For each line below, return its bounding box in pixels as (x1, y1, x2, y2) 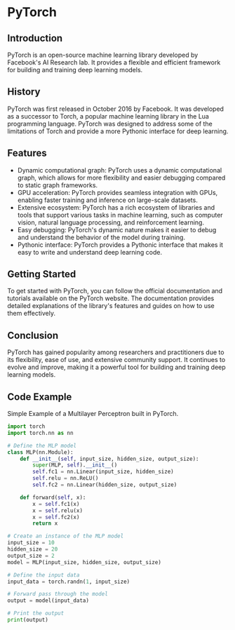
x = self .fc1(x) (32, 500, 80, 507)
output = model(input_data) (7, 597, 90, 604)
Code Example (7, 391, 72, 403)
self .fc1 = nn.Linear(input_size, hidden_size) (32, 468, 174, 476)
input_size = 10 (7, 539, 55, 547)
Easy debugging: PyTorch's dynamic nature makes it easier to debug (17, 225, 217, 234)
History (7, 86, 41, 98)
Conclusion (7, 329, 59, 341)
